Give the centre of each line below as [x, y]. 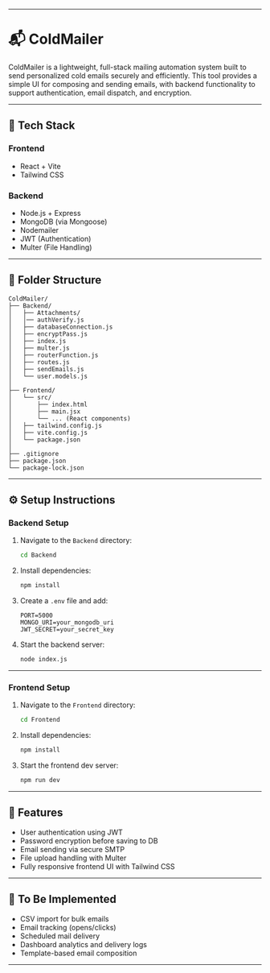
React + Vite [41, 166]
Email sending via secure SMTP [72, 849]
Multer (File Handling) [56, 247]
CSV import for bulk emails [64, 918]
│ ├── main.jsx [45, 412]
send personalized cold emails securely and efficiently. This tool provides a [133, 75]
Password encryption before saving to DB [89, 841]
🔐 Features [36, 813]
